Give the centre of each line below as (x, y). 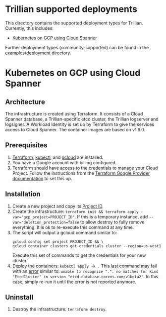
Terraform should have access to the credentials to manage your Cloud (85, 168)
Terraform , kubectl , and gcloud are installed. (58, 157)
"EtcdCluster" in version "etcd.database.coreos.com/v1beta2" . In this (85, 276)
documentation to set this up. (42, 178)
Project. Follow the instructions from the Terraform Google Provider (81, 173)
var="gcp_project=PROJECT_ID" (44, 217)
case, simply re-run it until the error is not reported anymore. (74, 282)
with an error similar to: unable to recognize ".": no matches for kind (85, 271)
